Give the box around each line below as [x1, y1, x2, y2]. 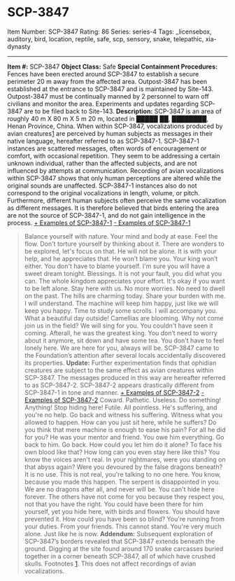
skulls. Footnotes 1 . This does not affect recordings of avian [24, 559, 197, 568]
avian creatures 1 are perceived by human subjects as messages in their [7, 129, 213, 137]
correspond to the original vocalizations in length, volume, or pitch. [7, 188, 201, 197]
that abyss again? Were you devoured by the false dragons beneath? [24, 463, 223, 471]
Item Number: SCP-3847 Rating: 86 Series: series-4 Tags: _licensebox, [7, 27, 212, 36]
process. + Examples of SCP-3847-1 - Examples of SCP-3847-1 [7, 218, 191, 227]
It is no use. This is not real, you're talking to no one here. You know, [24, 470, 222, 478]
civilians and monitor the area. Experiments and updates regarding [7, 99, 199, 108]
